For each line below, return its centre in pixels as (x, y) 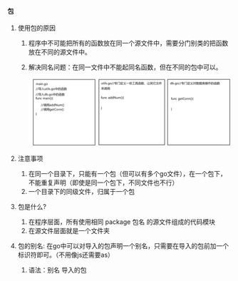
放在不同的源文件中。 (59, 52)
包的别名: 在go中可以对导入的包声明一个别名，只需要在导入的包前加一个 (123, 245)
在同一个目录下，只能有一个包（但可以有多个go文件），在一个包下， (127, 173)
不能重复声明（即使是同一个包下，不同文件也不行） (103, 183)
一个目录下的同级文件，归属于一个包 (82, 191)
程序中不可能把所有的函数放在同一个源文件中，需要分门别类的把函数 (128, 44)
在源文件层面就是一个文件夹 (69, 230)
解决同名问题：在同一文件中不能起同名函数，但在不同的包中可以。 (125, 67)
